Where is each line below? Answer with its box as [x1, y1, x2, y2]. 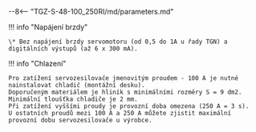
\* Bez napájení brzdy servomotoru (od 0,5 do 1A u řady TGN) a [8, 38, 228, 46]
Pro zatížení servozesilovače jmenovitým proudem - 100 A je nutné [8, 74, 239, 82]
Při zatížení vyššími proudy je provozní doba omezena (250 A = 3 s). [8, 102, 250, 110]
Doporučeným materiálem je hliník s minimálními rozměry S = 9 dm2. [8, 88, 242, 96]
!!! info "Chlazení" [8, 59, 67, 68]
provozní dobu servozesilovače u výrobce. [8, 116, 152, 124]
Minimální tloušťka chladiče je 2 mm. [8, 95, 138, 103]
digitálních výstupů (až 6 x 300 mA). [8, 45, 138, 53]
